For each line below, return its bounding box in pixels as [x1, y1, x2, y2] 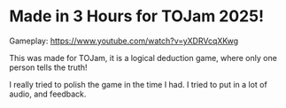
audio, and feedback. [9, 89, 87, 99]
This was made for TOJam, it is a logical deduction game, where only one [9, 52, 277, 63]
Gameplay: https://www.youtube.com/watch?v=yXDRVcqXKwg [9, 35, 239, 46]
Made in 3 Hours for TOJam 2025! [9, 6, 264, 27]
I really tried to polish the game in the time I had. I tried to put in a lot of [9, 79, 267, 89]
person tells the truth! [9, 62, 88, 73]
